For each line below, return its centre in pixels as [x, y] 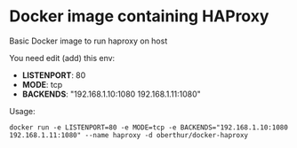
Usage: [22, 111]
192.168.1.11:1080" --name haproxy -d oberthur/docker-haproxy [129, 135]
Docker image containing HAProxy [139, 16]
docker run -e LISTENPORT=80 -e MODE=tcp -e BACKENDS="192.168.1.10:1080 [149, 127]
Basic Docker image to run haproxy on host [88, 41]
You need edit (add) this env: [62, 58]
